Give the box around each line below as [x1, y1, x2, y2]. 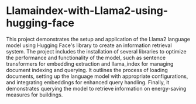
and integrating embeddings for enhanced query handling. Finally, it [6, 78, 170, 85]
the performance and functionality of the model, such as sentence [6, 54, 166, 61]
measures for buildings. [6, 91, 63, 98]
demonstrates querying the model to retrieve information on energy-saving [6, 85, 187, 92]
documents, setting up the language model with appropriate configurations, [6, 73, 188, 80]
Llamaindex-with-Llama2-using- [6, 4, 169, 17]
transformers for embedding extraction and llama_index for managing [6, 60, 174, 67]
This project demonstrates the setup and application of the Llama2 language [6, 35, 190, 42]
